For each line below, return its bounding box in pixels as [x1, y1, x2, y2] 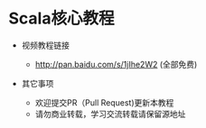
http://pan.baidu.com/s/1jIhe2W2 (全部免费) [34, 59, 198, 69]
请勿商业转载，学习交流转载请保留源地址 [34, 108, 186, 119]
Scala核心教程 [8, 8, 115, 29]
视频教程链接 [21, 40, 70, 50]
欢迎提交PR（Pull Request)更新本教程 [34, 96, 174, 108]
